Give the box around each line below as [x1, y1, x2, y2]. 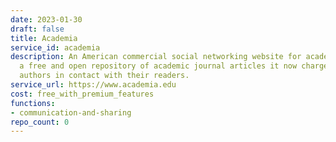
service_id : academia [10, 42, 101, 53]
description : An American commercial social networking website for [10, 52, 302, 62]
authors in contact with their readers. [19, 71, 190, 81]
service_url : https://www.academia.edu [10, 80, 177, 90]
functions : [10, 98, 56, 108]
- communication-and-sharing [10, 107, 132, 118]
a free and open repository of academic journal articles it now [19, 61, 298, 71]
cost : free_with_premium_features [10, 89, 155, 99]
